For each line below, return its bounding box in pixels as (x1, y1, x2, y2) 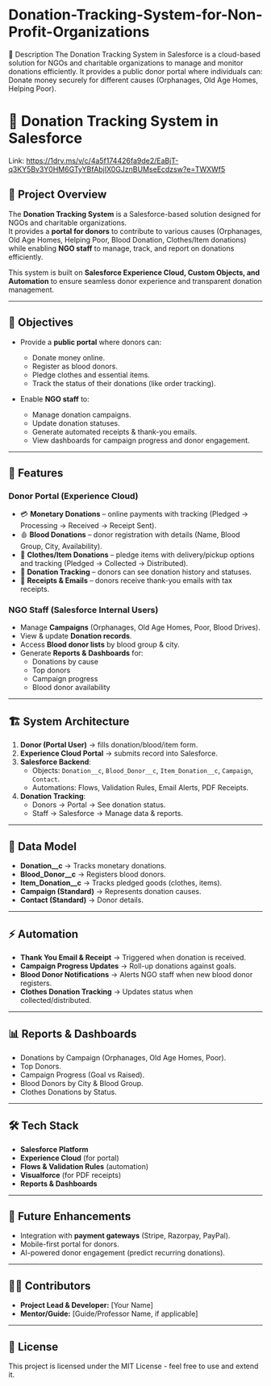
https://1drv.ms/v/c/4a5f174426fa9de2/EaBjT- (26, 156, 179, 165)
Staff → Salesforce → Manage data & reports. (31, 809, 184, 818)
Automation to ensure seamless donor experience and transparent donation (8, 276, 262, 285)
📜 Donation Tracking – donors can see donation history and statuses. (19, 567, 252, 577)
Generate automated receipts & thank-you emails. (31, 427, 198, 436)
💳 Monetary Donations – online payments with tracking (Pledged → (19, 510, 248, 519)
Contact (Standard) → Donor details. (19, 895, 144, 905)
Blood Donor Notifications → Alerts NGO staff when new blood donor (19, 969, 253, 979)
